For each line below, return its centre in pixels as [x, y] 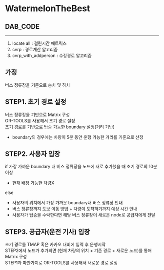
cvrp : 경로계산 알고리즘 [35, 49]
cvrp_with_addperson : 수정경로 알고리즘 [52, 56]
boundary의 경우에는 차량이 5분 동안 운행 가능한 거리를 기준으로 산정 [78, 137]
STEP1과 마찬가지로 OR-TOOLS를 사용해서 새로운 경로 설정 [61, 263]
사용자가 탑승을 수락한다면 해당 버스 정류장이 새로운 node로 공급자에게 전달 [83, 215]
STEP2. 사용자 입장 [33, 154]
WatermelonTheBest [48, 9]
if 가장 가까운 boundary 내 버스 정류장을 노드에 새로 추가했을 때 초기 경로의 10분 [81, 167]
